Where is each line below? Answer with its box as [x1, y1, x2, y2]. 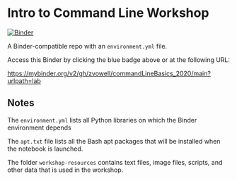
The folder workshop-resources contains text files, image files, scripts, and [7, 158, 223, 166]
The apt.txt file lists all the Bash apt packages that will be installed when [7, 137, 221, 145]
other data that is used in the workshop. [7, 166, 124, 174]
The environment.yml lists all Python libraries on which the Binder [7, 116, 197, 124]
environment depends [7, 123, 72, 132]
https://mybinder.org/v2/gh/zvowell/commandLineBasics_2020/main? [7, 69, 211, 77]
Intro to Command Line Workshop [7, 5, 209, 21]
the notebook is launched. [7, 144, 83, 153]
